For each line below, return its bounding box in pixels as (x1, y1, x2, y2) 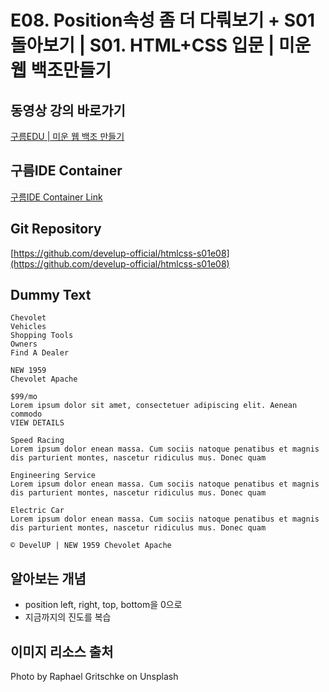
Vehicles (10, 322, 47, 332)
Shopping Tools (10, 331, 74, 341)
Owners (10, 339, 38, 350)
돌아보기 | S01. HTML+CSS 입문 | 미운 (10, 34, 312, 57)
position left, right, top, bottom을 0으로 (24, 599, 183, 611)
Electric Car (10, 506, 65, 516)
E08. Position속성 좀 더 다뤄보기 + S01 (10, 9, 315, 32)
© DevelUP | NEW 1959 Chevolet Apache (10, 541, 172, 551)
